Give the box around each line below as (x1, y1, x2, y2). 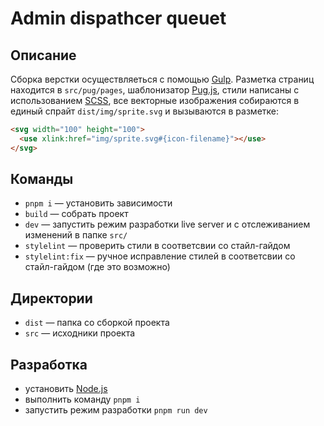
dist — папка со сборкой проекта (24, 317, 170, 329)
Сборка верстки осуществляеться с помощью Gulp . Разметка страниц (10, 73, 315, 85)
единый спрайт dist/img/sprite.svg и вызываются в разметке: (10, 105, 279, 117)
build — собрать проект (24, 208, 129, 220)
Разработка (10, 356, 88, 373)
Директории (10, 290, 93, 307)
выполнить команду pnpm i (24, 393, 141, 406)
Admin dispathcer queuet (10, 7, 227, 30)
